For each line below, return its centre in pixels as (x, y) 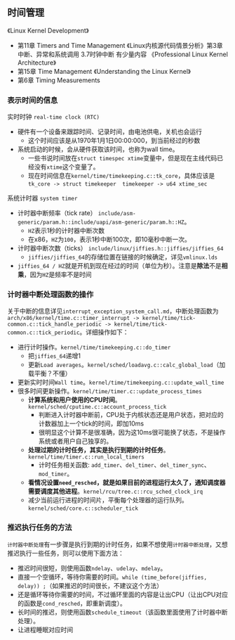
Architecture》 (37, 63)
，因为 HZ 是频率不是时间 (58, 275)
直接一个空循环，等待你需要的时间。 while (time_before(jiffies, (112, 577)
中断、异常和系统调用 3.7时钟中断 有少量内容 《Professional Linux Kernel (122, 54)
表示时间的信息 (33, 100)
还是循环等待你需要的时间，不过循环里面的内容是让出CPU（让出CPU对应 (122, 594)
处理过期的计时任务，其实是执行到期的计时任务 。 (99, 450)
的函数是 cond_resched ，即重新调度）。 (72, 603)
